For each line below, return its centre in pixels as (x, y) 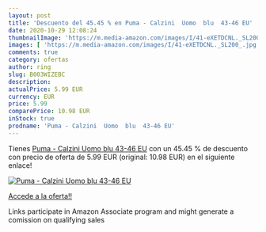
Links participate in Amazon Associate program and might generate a (121, 211)
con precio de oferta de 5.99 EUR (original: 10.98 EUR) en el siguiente (122, 157)
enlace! (20, 165)
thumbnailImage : (35, 38)
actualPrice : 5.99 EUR (46, 89)
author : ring (30, 67)
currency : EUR (32, 97)
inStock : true (32, 119)
